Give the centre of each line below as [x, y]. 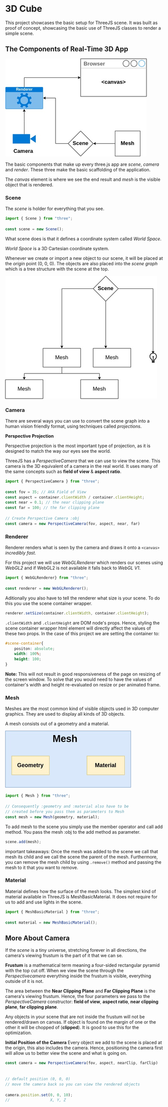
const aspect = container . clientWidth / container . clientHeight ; [75, 497]
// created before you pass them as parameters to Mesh [65, 812]
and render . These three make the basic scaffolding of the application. [78, 169]
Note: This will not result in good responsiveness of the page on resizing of [83, 674]
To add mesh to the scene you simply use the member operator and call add [84, 827]
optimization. [19, 1033]
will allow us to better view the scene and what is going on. [66, 1053]
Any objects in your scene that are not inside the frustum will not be [75, 1017]
